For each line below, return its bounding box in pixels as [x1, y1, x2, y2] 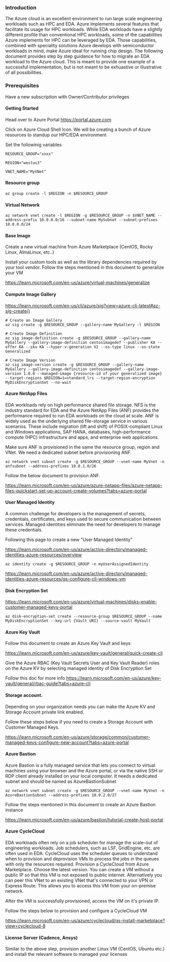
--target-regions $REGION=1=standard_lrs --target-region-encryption [5, 375, 156, 380]
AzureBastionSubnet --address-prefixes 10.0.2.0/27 [5, 793, 117, 798]
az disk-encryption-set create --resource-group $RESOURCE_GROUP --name [5, 614, 162, 619]
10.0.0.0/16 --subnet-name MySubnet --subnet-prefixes [39, 218, 158, 223]
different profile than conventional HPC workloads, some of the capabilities [5, 32, 162, 38]
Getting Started [5, 105, 39, 112]
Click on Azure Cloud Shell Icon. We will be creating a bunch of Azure [5, 126, 151, 132]
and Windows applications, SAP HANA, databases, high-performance [5, 429, 151, 435]
